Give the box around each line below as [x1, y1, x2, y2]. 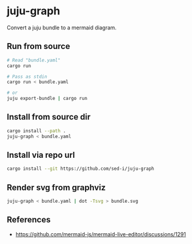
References [7, 215, 51, 225]
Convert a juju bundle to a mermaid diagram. [7, 24, 117, 31]
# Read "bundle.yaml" [7, 57, 61, 63]
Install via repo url [7, 150, 75, 160]
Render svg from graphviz [7, 182, 106, 193]
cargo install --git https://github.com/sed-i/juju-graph [7, 166, 154, 172]
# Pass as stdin [7, 74, 47, 80]
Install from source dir [7, 112, 91, 122]
